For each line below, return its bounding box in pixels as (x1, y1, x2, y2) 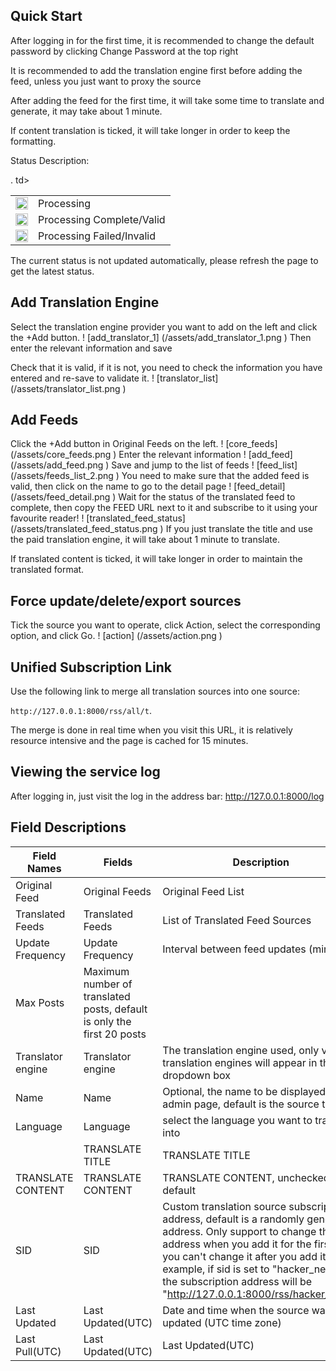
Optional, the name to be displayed (162, 1084, 327, 1098)
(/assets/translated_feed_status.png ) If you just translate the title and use (10, 523, 313, 535)
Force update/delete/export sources (10, 592, 242, 609)
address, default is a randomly (162, 1212, 305, 1226)
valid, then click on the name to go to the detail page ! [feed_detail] (10, 480, 286, 493)
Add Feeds (10, 412, 79, 429)
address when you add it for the (162, 1237, 312, 1251)
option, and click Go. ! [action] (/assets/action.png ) (10, 630, 223, 642)
